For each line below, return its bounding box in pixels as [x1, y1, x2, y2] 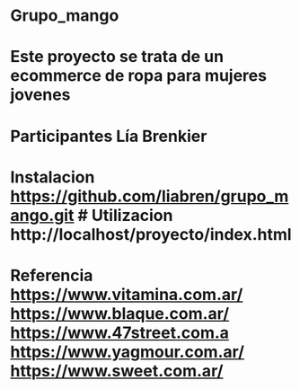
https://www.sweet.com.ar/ [10, 360, 224, 381]
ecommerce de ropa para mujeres [10, 66, 268, 86]
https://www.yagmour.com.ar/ [10, 341, 245, 362]
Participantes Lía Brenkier [10, 126, 207, 146]
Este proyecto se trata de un [10, 47, 224, 67]
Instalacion [10, 167, 95, 187]
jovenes [10, 84, 71, 105]
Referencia [10, 265, 93, 286]
